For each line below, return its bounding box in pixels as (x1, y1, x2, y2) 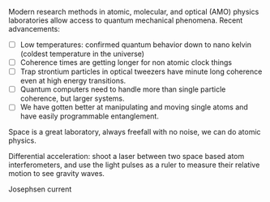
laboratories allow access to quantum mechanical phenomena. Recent (8, 15, 243, 25)
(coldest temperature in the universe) (19, 49, 144, 59)
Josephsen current (8, 184, 72, 194)
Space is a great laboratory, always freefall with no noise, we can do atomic (8, 127, 261, 137)
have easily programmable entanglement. (19, 111, 160, 121)
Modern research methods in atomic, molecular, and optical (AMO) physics (8, 7, 259, 16)
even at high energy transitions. (19, 76, 126, 86)
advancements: (8, 24, 61, 33)
